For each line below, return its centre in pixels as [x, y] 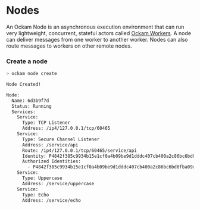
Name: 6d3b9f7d [30, 101]
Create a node [27, 61]
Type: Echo [35, 195]
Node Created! [24, 85]
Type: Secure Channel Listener [61, 139]
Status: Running [32, 106]
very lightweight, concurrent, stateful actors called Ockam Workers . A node [99, 33]
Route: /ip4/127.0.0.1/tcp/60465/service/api [79, 150]
